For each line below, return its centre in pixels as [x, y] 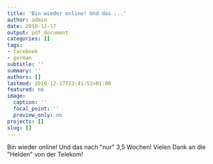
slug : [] [19, 128]
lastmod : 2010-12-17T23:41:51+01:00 [59, 83]
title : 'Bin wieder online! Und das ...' [67, 13]
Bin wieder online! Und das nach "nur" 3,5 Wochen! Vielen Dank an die [106, 147]
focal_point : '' [36, 109]
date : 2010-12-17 [32, 26]
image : [16, 96]
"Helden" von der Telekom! [45, 154]
